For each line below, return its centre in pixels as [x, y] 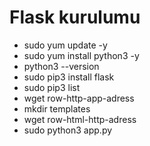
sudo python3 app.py [68, 130]
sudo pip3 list [52, 87]
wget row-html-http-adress [80, 119]
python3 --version [61, 66]
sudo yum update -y [65, 45]
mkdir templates [57, 108]
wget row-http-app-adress [79, 98]
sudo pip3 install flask [69, 77]
